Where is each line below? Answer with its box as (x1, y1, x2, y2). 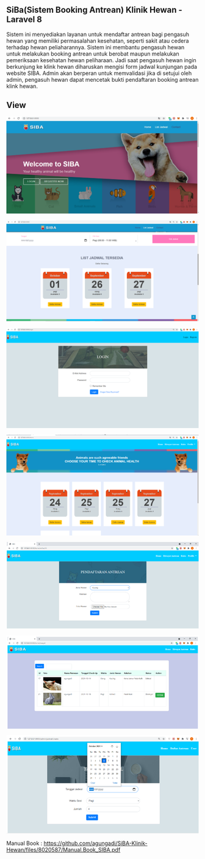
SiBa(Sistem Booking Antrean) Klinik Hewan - (6, 5, 183, 15)
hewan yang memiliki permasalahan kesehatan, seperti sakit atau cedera (6, 37, 189, 45)
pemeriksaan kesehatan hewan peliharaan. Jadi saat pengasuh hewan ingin (6, 56, 196, 63)
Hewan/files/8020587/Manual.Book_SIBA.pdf (6, 846, 121, 853)
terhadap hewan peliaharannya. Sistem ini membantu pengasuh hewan (6, 43, 185, 51)
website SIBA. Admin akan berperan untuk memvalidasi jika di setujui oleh (6, 70, 192, 77)
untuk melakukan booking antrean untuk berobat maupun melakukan (6, 50, 179, 57)
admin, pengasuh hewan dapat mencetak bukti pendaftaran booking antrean (6, 76, 199, 83)
